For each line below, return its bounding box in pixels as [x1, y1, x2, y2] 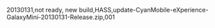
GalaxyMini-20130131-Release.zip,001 [6, 13, 116, 21]
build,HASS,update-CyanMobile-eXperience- [79, 6, 209, 14]
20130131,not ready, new [6, 6, 78, 14]
